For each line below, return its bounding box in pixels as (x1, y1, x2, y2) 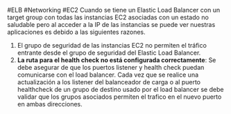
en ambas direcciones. (17, 100, 83, 108)
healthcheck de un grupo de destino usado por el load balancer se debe (17, 86, 224, 93)
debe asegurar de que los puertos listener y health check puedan (17, 64, 205, 71)
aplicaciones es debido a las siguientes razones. (7, 28, 146, 36)
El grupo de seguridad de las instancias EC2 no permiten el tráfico (17, 41, 207, 49)
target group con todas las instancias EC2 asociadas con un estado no (7, 13, 209, 21)
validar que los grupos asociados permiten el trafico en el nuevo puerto (17, 93, 222, 101)
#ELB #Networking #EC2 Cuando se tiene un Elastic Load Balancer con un (7, 6, 221, 14)
